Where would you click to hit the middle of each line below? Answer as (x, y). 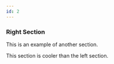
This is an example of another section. (52, 44)
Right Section (26, 31)
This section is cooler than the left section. (57, 55)
